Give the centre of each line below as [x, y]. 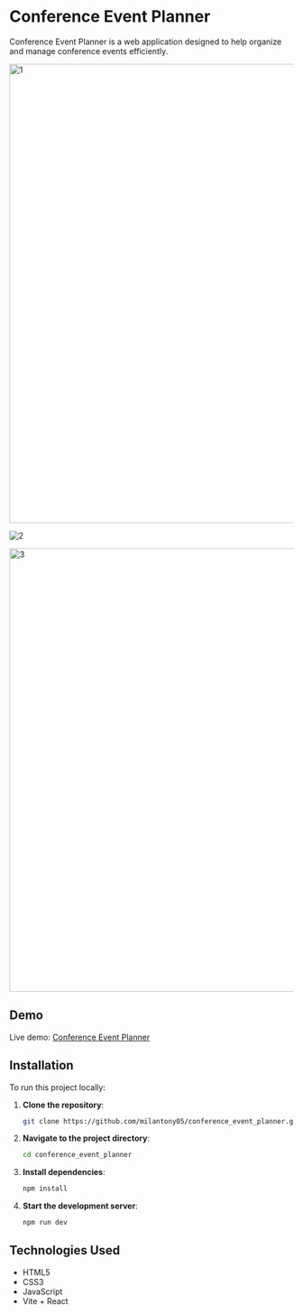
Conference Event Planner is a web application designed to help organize [146, 42]
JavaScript [42, 1291]
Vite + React [46, 1300]
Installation [41, 1065]
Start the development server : [80, 1206]
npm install [45, 1189]
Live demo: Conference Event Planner [80, 1037]
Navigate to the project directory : [86, 1138]
